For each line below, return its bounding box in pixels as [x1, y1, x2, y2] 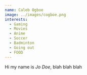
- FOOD [9, 50, 23, 55]
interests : [5, 17, 28, 22]
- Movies [9, 26, 28, 31]
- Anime [9, 31, 26, 36]
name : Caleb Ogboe [5, 7, 43, 13]
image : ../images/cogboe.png [5, 12, 66, 17]
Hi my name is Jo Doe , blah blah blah [5, 64, 82, 70]
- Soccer [9, 36, 28, 41]
